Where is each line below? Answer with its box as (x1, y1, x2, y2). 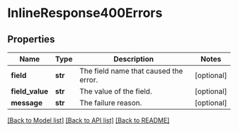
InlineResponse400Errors (7, 5, 163, 21)
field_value (11, 86, 48, 96)
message (11, 98, 42, 108)
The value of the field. (79, 86, 152, 96)
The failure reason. (79, 98, 142, 108)
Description (113, 55, 154, 64)
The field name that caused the (79, 66, 183, 76)
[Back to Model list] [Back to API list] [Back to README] (7, 116, 170, 125)
